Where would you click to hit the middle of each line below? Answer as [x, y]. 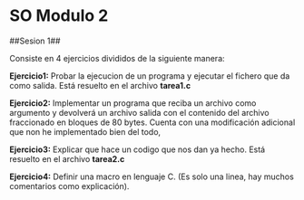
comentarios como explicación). [69, 186]
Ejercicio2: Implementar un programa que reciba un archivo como [133, 103]
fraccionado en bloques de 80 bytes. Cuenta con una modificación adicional [152, 122]
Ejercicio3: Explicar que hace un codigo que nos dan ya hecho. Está [137, 149]
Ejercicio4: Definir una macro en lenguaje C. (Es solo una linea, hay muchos [152, 176]
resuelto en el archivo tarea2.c [67, 158]
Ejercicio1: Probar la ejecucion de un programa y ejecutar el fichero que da [150, 76]
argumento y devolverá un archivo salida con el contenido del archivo [139, 112]
